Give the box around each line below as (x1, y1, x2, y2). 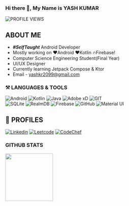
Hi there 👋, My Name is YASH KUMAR (5, 5, 99, 12)
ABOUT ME (5, 30, 42, 39)
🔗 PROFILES (5, 115, 43, 124)
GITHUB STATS (5, 142, 44, 149)
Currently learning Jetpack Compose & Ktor (12, 66, 105, 72)
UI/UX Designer (12, 61, 46, 67)
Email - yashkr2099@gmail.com (12, 71, 80, 77)
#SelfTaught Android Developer (12, 44, 80, 50)
